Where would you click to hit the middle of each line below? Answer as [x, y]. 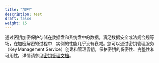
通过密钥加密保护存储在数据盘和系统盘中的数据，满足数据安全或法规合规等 [79, 37]
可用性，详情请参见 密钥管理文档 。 [39, 56]
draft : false [18, 18]
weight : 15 [16, 23]
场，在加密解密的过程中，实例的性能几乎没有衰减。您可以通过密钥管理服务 [79, 44]
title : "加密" [19, 9]
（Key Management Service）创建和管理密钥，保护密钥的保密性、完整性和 [80, 49]
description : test [24, 14]
